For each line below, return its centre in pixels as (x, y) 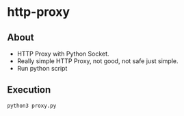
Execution (29, 90)
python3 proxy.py (32, 106)
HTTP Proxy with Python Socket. (63, 54)
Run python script (42, 68)
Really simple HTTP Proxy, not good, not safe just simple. (97, 61)
